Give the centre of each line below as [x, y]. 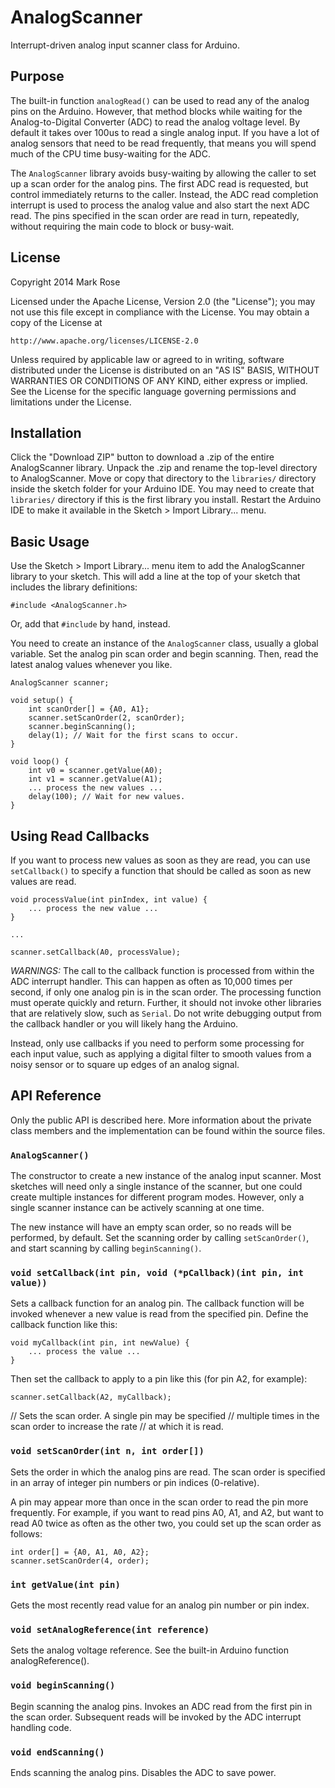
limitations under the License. [71, 402]
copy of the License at [56, 322]
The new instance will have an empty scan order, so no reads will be [151, 1227]
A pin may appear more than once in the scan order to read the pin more [159, 1502]
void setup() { [42, 701]
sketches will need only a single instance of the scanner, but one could [156, 1187]
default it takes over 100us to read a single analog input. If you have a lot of [165, 132]
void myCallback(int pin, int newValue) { [100, 1343]
